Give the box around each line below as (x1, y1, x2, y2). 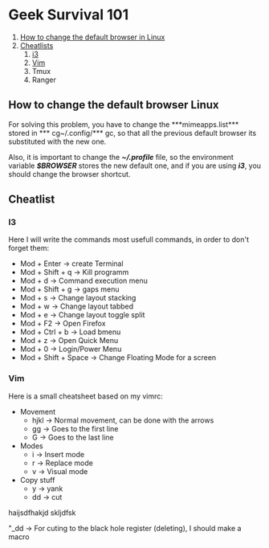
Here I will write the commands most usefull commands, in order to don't (8, 235, 250, 244)
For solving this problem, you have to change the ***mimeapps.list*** (8, 119, 239, 129)
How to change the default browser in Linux (19, 32, 165, 42)
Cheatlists (19, 40, 54, 50)
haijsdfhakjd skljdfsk (8, 508, 76, 517)
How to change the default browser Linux (8, 98, 219, 112)
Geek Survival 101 (8, 6, 129, 24)
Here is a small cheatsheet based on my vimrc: (8, 391, 163, 401)
